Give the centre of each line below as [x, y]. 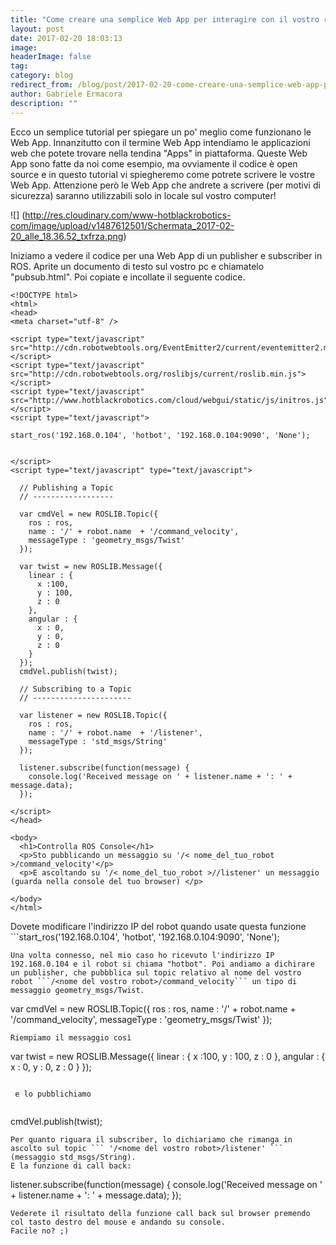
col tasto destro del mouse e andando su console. [118, 1222]
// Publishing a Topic [66, 487]
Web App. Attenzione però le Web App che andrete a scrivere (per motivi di [165, 185]
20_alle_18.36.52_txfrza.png [67, 236]
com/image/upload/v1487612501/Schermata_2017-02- [122, 225]
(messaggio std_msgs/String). [73, 1157]
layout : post [37, 29]
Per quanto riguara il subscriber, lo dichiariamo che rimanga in [151, 1139]
